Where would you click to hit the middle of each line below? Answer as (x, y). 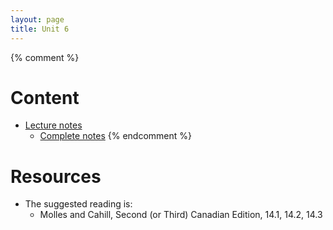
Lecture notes (53, 125)
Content (45, 97)
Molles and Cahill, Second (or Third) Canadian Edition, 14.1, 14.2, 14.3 (181, 215)
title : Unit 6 (40, 29)
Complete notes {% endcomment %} (115, 136)
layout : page (37, 19)
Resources (56, 176)
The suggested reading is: (78, 204)
